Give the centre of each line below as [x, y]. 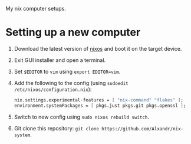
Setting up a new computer [73, 32]
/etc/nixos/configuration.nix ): [53, 89]
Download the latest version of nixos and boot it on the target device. [98, 48]
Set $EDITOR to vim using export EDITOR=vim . [67, 71]
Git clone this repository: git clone [57, 128]
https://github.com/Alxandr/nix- [143, 129]
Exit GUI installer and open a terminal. [60, 60]
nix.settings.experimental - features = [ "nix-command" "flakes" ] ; [99, 100]
